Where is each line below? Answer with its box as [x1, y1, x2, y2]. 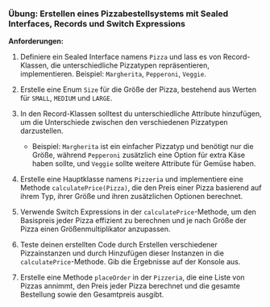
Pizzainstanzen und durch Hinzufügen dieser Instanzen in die [19, 248, 224, 258]
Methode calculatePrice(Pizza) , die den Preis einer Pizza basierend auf [19, 183, 262, 193]
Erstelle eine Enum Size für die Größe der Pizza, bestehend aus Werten [19, 85, 256, 94]
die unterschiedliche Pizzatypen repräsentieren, [50, 60, 210, 70]
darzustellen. [19, 126, 64, 136]
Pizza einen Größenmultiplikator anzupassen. [19, 224, 171, 234]
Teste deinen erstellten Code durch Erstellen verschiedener [19, 240, 218, 250]
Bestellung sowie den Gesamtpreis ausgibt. [19, 290, 164, 300]
